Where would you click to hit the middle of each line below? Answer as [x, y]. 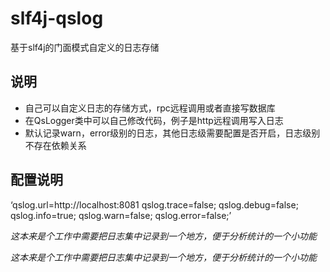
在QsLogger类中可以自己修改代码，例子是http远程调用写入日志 [154, 120]
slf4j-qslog [57, 18]
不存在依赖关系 [55, 145]
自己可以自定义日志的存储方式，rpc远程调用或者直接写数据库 [150, 108]
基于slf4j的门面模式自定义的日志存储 [85, 47]
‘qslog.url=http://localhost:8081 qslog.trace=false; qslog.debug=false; [154, 204]
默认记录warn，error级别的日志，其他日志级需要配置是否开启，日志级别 [172, 133]
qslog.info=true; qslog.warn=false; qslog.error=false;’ [121, 215]
